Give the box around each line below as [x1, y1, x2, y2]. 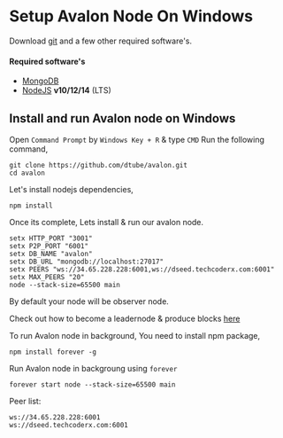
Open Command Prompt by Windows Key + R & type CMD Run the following [9, 134, 265, 145]
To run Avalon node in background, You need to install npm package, [9, 330, 261, 340]
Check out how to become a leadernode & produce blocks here [9, 313, 241, 324]
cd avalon [9, 168, 46, 177]
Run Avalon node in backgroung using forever [9, 363, 178, 373]
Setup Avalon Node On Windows [9, 6, 254, 27]
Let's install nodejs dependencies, [9, 184, 134, 194]
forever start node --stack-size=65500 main [9, 379, 176, 389]
